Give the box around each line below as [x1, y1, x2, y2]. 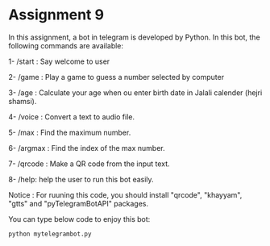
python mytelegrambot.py [8, 230, 92, 238]
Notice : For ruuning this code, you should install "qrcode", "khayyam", [8, 190, 243, 199]
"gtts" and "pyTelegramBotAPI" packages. [8, 198, 149, 208]
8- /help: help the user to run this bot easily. [8, 174, 155, 184]
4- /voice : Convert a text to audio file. [8, 111, 135, 122]
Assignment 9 [8, 6, 105, 24]
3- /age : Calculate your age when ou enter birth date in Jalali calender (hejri [8, 87, 263, 98]
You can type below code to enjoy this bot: [8, 214, 151, 223]
